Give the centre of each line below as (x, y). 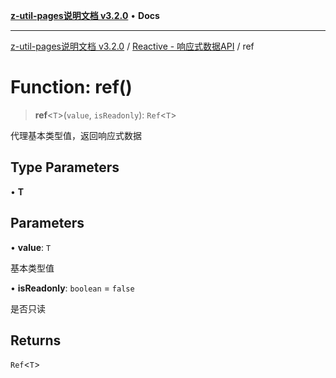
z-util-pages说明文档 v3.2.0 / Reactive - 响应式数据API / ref (132, 46)
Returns (36, 340)
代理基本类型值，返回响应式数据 (76, 135)
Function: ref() (71, 87)
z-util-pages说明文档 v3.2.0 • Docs (85, 15)
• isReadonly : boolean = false (72, 288)
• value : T (31, 247)
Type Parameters (65, 167)
